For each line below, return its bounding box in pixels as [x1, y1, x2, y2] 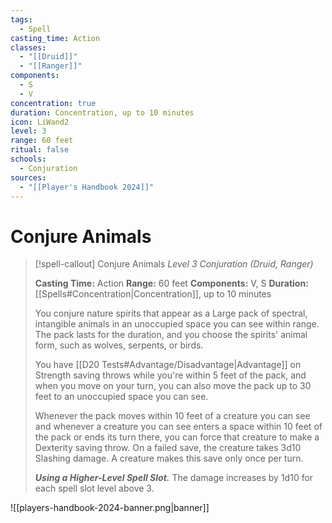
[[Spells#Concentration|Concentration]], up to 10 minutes [34, 288, 272, 300]
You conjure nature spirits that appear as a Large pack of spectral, [34, 307, 308, 320]
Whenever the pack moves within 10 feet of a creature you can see [34, 410, 311, 422]
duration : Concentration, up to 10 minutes [10, 107, 195, 118]
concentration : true [10, 98, 97, 108]
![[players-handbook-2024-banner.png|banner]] [10, 502, 210, 514]
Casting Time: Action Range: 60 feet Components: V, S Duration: [34, 277, 309, 290]
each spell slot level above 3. [34, 482, 155, 495]
